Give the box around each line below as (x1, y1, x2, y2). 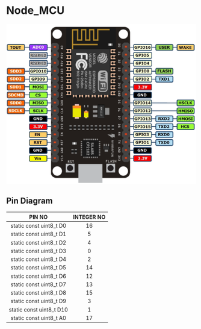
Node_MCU (6, 4, 65, 17)
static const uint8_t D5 (10, 264, 67, 271)
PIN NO (29, 213, 48, 221)
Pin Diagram (6, 195, 53, 205)
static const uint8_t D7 (10, 281, 67, 288)
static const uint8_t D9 (10, 298, 67, 305)
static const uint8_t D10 (8, 305, 68, 313)
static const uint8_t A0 (10, 314, 66, 321)
